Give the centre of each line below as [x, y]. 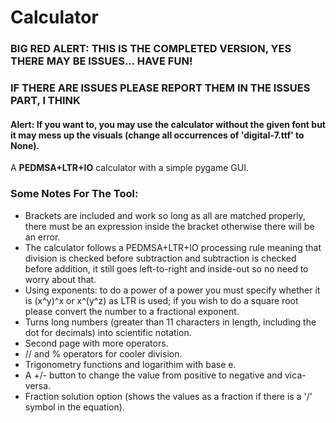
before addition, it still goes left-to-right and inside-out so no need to [166, 268]
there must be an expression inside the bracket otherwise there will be [169, 226]
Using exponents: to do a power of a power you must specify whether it [172, 290]
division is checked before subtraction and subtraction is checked [160, 258]
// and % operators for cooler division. [103, 353]
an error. [42, 237]
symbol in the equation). [74, 407]
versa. [38, 385]
